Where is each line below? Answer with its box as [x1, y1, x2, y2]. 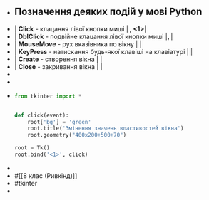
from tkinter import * [14, 93, 82, 100]
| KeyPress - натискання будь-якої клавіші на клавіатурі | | [14, 47, 193, 56]
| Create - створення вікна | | [14, 55, 103, 63]
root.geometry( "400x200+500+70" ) [27, 132, 127, 139]
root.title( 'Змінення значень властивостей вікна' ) [27, 125, 184, 132]
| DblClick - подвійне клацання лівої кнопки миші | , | [14, 32, 173, 41]
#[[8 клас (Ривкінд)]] [14, 171, 78, 180]
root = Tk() [14, 144, 50, 152]
